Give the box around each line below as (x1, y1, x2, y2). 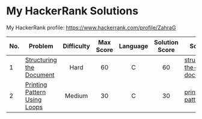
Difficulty (63, 42, 90, 50)
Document (25, 71, 55, 79)
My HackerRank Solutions (6, 4, 139, 18)
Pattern (25, 88, 46, 96)
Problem (28, 42, 54, 50)
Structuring (25, 56, 57, 64)
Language (119, 42, 148, 50)
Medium (65, 91, 88, 100)
